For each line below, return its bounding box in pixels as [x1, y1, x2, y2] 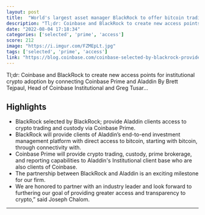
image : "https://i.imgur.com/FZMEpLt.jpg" [6, 43, 116, 49]
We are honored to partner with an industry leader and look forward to [15, 183, 192, 190]
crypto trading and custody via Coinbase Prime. [15, 125, 136, 132]
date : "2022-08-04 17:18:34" [6, 26, 81, 32]
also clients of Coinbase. [15, 163, 77, 171]
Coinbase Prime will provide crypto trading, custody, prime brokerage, [15, 150, 192, 158]
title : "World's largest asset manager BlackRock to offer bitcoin [6, 15, 184, 21]
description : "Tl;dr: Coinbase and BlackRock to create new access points [6, 20, 201, 26]
